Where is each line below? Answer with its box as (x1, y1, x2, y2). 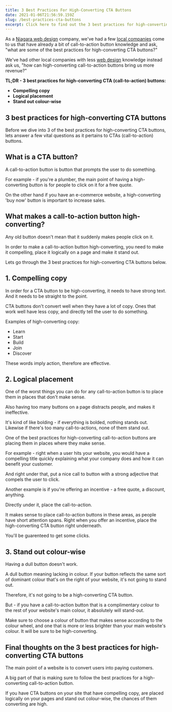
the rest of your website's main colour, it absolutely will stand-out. (5, 607, 144, 613)
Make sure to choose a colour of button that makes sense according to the (5, 617, 163, 624)
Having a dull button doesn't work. (5, 561, 78, 567)
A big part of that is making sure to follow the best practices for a (5, 675, 143, 681)
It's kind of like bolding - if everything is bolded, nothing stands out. (5, 419, 148, 426)
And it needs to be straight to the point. (5, 293, 88, 299)
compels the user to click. (5, 476, 60, 483)
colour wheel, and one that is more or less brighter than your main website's (5, 623, 166, 629)
